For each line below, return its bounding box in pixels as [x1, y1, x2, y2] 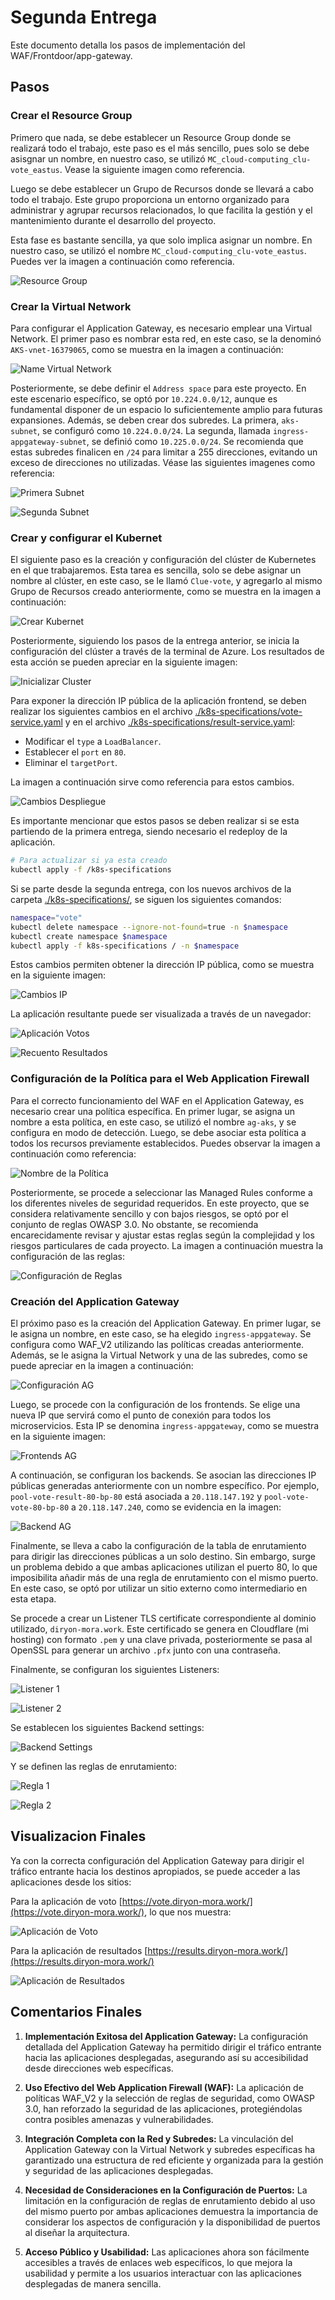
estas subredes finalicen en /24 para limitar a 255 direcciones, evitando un [10, 446, 318, 458]
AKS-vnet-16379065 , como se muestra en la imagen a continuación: [10, 343, 284, 355]
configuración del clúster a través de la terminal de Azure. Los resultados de [10, 646, 325, 658]
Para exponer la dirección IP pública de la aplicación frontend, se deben [10, 695, 307, 707]
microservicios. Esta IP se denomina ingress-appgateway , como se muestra [10, 1420, 320, 1432]
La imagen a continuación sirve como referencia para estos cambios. [10, 776, 295, 788]
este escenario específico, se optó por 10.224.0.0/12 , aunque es [10, 392, 278, 405]
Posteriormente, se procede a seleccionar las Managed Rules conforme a [10, 1186, 313, 1198]
